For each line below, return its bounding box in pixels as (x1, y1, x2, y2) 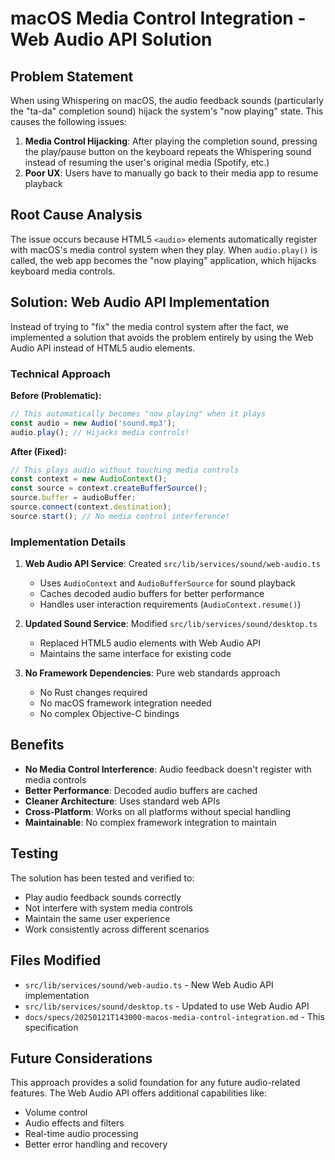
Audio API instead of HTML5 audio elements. (10, 342, 196, 354)
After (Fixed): (10, 445, 67, 457)
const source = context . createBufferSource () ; (10, 483, 208, 494)
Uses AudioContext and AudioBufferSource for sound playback (39, 577, 297, 589)
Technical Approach (10, 367, 112, 381)
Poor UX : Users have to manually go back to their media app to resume (24, 167, 319, 179)
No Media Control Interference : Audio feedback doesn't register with (24, 763, 312, 775)
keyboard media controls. (10, 265, 116, 277)
